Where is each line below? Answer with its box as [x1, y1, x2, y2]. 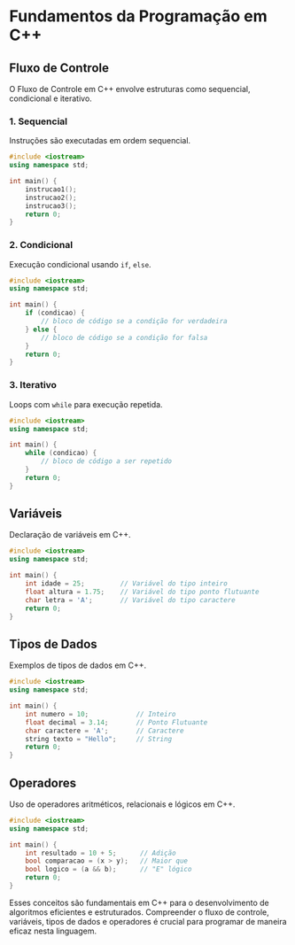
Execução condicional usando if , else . [9, 259, 152, 269]
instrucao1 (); [25, 184, 77, 194]
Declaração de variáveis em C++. [9, 530, 131, 540]
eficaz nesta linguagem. [9, 926, 97, 936]
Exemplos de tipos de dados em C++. [9, 660, 147, 670]
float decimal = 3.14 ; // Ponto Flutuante [25, 717, 208, 727]
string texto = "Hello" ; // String [25, 734, 173, 743]
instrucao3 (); [25, 201, 77, 210]
